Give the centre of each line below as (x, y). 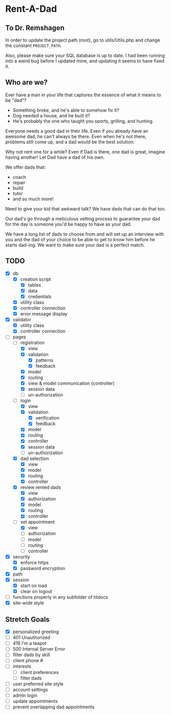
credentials (40, 296)
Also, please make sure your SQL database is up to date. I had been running (85, 55)
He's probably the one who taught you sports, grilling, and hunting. (83, 121)
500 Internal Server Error (39, 649)
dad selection (35, 458)
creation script (35, 279)
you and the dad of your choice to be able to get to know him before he (80, 239)
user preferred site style (38, 684)
